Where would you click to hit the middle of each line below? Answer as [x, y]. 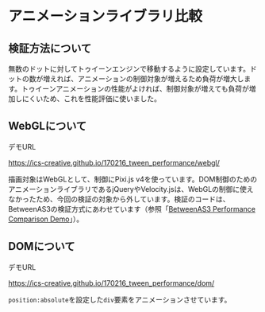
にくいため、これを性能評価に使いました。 [91, 99]
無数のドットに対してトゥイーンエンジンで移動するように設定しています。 [129, 69]
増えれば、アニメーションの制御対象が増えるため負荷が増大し [143, 79]
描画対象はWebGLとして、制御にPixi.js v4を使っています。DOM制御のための [133, 179]
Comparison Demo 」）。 [46, 219]
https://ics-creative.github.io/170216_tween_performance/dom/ [111, 283]
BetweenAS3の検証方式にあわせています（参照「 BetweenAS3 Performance [132, 209]
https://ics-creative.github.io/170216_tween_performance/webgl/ [114, 162]
